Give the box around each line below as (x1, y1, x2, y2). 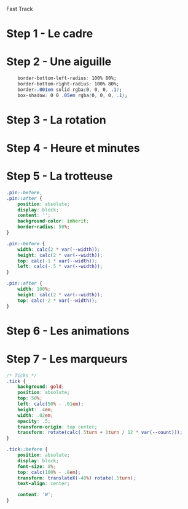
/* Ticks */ (6, 372, 37, 379)
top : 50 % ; (17, 395, 43, 401)
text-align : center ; (17, 481, 70, 487)
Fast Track (6, 6, 33, 12)
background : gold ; (17, 384, 65, 390)
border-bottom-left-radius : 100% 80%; (17, 75, 117, 82)
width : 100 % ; (17, 286, 51, 293)
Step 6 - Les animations (6, 324, 130, 337)
